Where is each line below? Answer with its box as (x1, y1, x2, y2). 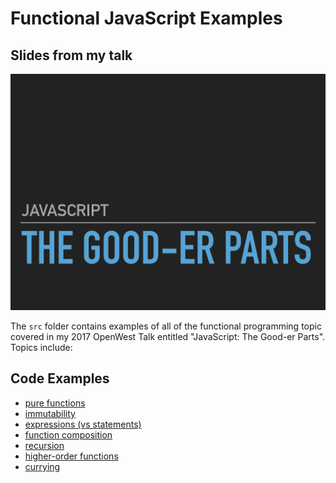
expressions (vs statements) (24, 418, 142, 430)
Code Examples (10, 370, 110, 387)
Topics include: (10, 342, 73, 353)
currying (24, 460, 61, 472)
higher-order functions (24, 450, 119, 462)
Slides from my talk (10, 47, 133, 64)
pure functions (24, 397, 86, 409)
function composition (24, 428, 113, 441)
